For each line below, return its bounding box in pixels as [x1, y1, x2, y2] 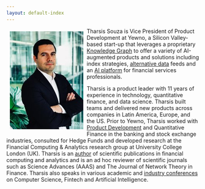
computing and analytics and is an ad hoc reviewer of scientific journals [6, 156, 188, 163]
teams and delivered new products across [86, 104, 193, 111]
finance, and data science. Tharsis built [86, 98, 186, 105]
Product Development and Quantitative [86, 124, 185, 131]
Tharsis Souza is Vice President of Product [86, 28, 195, 35]
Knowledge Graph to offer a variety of [86, 46, 182, 54]
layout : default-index [6, 10, 64, 16]
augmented [86, 53, 116, 61]
